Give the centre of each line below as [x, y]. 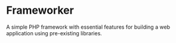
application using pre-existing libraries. [54, 33]
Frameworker [40, 10]
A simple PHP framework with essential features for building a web [88, 27]
